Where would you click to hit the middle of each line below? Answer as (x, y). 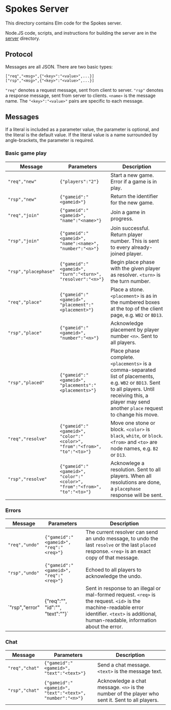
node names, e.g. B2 (134, 448)
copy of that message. (112, 558)
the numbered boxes (135, 302)
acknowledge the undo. (114, 576)
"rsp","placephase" (31, 271)
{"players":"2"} (79, 181)
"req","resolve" (27, 439)
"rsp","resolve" (27, 479)
